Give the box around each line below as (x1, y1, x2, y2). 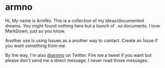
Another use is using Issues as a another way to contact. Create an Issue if (5, 37, 158, 43)
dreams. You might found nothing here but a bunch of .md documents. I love (5, 23, 160, 28)
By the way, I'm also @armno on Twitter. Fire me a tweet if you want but (5, 52, 152, 58)
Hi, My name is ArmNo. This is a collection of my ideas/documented (5, 18, 144, 23)
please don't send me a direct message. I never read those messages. (5, 57, 149, 63)
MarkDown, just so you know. (5, 28, 65, 34)
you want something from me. (5, 43, 66, 48)
